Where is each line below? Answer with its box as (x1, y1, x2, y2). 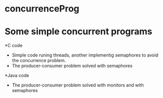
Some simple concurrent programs (4, 26, 152, 37)
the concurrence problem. (11, 57, 66, 63)
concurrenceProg (4, 3, 79, 14)
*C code (4, 42, 23, 48)
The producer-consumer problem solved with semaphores (11, 63, 133, 69)
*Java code (4, 72, 29, 78)
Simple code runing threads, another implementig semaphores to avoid (11, 52, 158, 58)
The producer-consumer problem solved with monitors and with (11, 82, 144, 88)
